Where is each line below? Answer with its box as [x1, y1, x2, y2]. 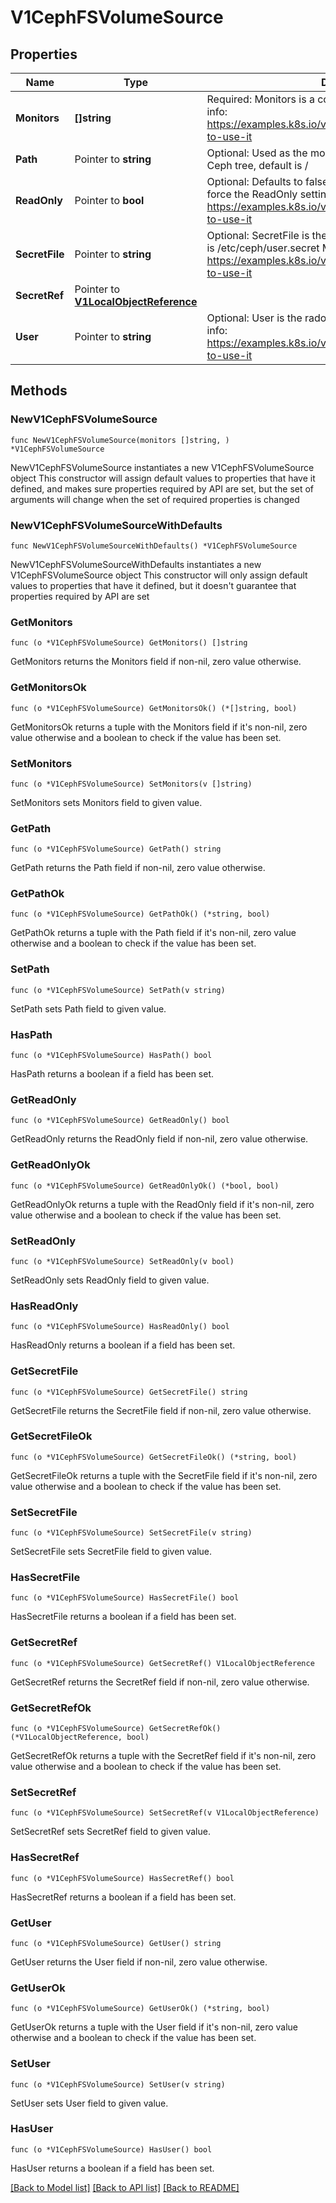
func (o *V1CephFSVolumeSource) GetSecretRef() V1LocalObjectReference [10, 1658, 315, 1668]
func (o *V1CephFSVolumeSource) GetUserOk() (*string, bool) [10, 2004, 271, 2014]
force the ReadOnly [206, 187, 298, 201]
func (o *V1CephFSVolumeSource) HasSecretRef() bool [10, 1873, 235, 1883]
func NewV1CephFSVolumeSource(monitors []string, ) [10, 435, 230, 445]
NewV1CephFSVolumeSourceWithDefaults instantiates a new [10, 558, 262, 570]
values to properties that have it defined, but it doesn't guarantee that [10, 579, 297, 591]
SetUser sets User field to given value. [10, 2097, 169, 2109]
